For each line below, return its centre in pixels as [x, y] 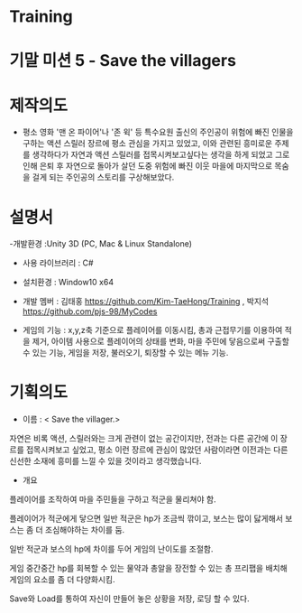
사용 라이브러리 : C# [58, 263]
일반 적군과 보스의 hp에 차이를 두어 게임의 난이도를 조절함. [111, 549]
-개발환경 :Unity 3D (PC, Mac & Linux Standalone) [101, 244]
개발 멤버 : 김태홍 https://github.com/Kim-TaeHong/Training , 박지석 [145, 302]
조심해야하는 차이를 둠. [85, 530]
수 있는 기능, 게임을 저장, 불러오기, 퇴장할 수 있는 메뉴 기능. [125, 353]
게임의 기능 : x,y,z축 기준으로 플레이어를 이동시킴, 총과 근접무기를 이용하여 [152, 330]
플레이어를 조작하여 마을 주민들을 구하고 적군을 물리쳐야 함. [113, 499]
